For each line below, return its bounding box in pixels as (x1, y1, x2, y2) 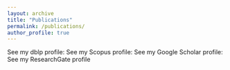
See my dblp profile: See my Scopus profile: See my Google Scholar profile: (7, 48, 223, 56)
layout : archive (7, 10, 54, 17)
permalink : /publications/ (7, 23, 85, 30)
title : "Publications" (7, 16, 73, 23)
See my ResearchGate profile (7, 56, 91, 64)
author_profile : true (7, 29, 70, 36)
